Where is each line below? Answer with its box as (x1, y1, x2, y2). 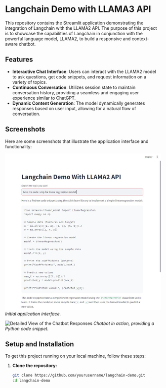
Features (5, 56, 33, 64)
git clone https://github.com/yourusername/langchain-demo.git (12, 373, 146, 378)
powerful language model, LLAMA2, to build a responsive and (5, 36, 131, 42)
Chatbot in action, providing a (93, 320, 155, 326)
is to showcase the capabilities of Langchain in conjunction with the (5, 30, 143, 36)
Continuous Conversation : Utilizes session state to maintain (12, 84, 136, 90)
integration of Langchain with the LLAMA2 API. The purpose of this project (5, 25, 157, 31)
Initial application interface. (5, 311, 61, 317)
